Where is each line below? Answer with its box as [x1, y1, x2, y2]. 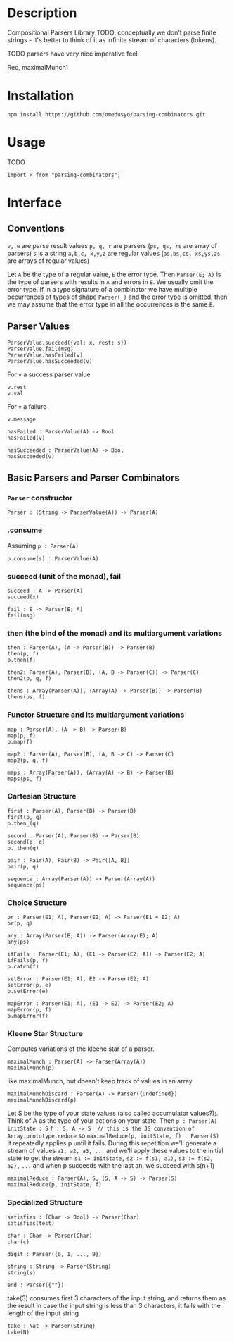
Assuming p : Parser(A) [7, 541, 79, 550]
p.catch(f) [7, 964, 39, 971]
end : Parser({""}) [7, 1281, 65, 1288]
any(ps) [7, 939, 30, 946]
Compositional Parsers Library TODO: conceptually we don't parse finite [7, 28, 216, 37]
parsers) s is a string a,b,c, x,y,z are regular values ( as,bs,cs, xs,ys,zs [7, 249, 221, 257]
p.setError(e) [7, 988, 49, 995]
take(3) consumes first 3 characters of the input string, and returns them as [7, 1293, 226, 1302]
